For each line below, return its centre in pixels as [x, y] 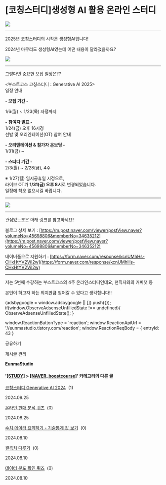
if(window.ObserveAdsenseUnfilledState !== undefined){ [63, 308]
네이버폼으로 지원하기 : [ [28, 256]
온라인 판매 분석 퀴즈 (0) [29, 408]
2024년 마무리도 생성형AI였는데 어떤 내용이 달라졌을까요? [61, 49]
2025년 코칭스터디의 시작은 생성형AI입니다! [47, 39]
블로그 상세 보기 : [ [23, 230]
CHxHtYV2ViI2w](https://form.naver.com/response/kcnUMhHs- [70, 262]
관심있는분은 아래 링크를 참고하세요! [40, 219]
